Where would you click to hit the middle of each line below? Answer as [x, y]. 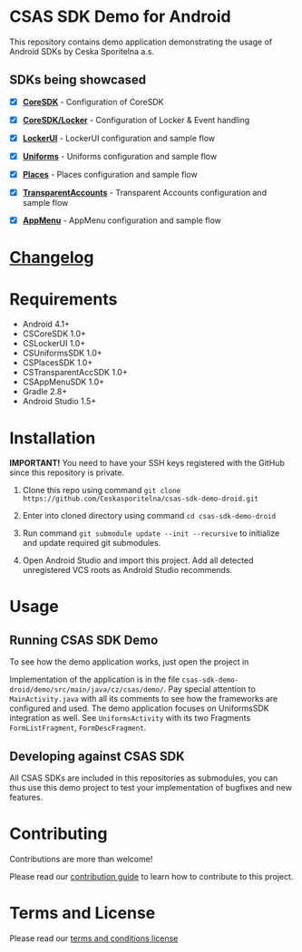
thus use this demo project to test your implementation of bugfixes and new [151, 788]
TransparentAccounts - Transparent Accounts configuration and [145, 193]
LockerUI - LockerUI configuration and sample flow [119, 138]
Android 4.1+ [46, 325]
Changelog [52, 258]
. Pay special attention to [209, 689]
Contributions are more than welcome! [81, 859]
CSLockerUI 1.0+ [54, 344]
